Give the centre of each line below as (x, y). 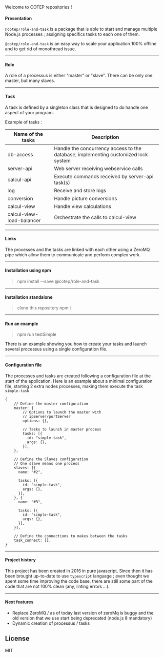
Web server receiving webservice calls (98, 168)
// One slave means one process (47, 463)
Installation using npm (28, 270)
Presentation (19, 18)
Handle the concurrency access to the (98, 148)
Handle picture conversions (85, 198)
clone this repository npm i (44, 308)
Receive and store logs (80, 190)
